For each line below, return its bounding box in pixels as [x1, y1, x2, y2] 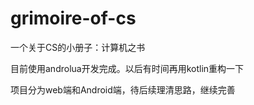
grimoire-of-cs [10, 7, 137, 30]
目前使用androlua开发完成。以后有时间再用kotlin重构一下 [10, 62, 245, 74]
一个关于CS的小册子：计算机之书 [10, 41, 146, 53]
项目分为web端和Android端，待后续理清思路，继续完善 [10, 83, 236, 96]
